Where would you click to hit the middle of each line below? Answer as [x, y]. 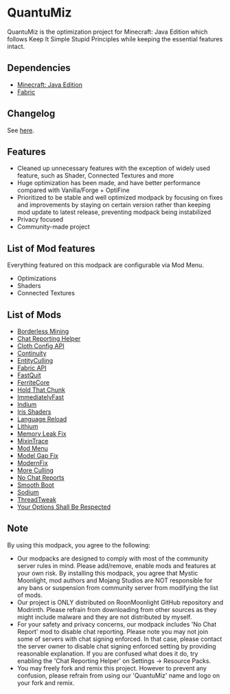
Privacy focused [40, 220]
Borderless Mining [43, 331]
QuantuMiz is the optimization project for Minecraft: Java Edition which [107, 32]
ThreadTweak [37, 500]
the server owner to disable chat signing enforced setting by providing [116, 646]
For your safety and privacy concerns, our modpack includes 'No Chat [117, 624]
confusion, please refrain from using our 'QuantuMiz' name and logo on [118, 675]
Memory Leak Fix [42, 434]
